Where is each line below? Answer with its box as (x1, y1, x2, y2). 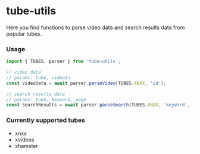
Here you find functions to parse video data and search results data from (6, 24, 185, 31)
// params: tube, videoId (6, 74, 70, 81)
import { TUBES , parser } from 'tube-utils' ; (6, 58, 121, 65)
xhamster (14, 142, 39, 149)
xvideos (14, 136, 35, 143)
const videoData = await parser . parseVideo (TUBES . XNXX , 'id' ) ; (6, 80, 167, 86)
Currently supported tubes (6, 116, 85, 124)
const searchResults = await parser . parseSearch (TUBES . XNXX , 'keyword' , (6, 102, 190, 108)
